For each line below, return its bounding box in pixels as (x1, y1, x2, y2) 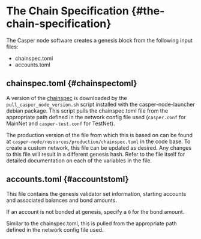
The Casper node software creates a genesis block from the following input (6, 37, 193, 44)
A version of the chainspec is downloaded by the (6, 94, 127, 101)
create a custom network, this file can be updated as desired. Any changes (6, 144, 192, 151)
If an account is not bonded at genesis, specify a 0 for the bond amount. (6, 208, 185, 215)
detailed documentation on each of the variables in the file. (6, 157, 152, 164)
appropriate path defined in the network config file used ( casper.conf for (6, 113, 186, 120)
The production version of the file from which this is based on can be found (6, 131, 193, 138)
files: (6, 43, 19, 50)
